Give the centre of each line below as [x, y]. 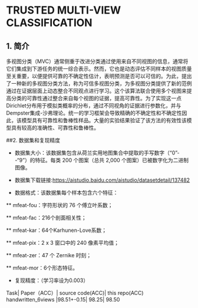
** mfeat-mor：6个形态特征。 [42, 268]
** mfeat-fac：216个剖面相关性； [46, 218]
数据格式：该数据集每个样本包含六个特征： [66, 193]
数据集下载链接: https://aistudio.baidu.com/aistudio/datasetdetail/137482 [102, 180]
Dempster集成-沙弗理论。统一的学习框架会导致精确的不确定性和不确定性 [94, 113]
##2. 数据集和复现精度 [33, 140]
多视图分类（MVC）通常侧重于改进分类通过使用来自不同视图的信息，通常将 [97, 61]
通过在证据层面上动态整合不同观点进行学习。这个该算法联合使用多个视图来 [96, 91]
